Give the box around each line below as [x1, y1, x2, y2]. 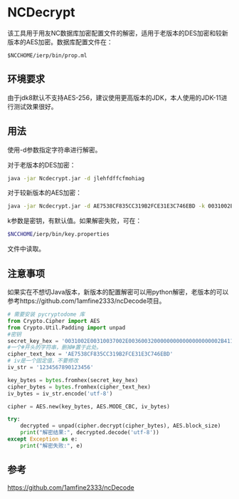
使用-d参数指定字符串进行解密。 [7, 145, 102, 154]
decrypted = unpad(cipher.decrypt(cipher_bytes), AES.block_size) [20, 422, 221, 430]
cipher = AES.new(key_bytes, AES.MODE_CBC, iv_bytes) [7, 403, 171, 410]
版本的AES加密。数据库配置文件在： [7, 37, 114, 46]
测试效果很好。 [13, 102, 58, 110]
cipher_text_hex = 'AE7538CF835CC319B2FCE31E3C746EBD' [7, 351, 174, 358]
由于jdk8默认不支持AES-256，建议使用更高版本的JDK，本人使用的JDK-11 [7, 93, 222, 102]
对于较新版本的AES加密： [7, 188, 83, 197]
